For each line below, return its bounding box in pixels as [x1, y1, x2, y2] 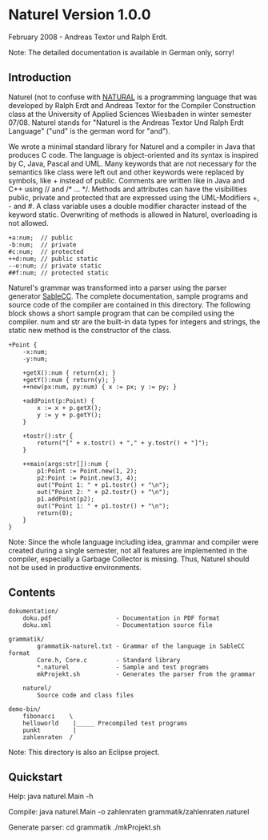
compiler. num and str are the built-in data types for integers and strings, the [8, 316, 261, 326]
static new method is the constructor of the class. [8, 325, 172, 335]
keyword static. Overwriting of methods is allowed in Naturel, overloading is [8, 210, 258, 219]
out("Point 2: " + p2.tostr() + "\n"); [37, 488, 170, 496]
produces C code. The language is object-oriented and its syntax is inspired [8, 150, 258, 159]
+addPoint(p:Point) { [22, 396, 94, 405]
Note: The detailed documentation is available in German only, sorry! [8, 47, 234, 57]
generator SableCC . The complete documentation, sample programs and [8, 291, 249, 301]
